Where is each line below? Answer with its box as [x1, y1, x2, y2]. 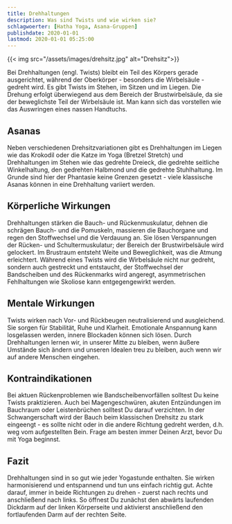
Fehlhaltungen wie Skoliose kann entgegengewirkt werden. [7, 278, 176, 286]
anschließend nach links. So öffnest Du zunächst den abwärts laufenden [7, 496, 214, 504]
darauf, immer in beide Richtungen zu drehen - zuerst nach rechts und [7, 489, 208, 497]
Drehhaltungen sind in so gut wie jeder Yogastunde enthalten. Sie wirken [7, 473, 215, 482]
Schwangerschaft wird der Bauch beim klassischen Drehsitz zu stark [7, 413, 204, 422]
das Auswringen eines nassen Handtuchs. [7, 105, 128, 114]
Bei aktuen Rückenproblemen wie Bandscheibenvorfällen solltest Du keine [7, 391, 220, 399]
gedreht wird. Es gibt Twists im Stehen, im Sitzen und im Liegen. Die [7, 83, 202, 91]
